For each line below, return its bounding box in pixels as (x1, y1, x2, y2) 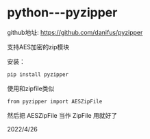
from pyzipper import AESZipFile (7, 98, 103, 105)
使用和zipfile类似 (7, 84, 55, 92)
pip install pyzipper (7, 71, 69, 78)
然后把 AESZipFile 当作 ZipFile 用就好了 (7, 111, 118, 119)
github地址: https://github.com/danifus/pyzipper (7, 28, 143, 36)
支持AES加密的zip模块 (7, 42, 70, 51)
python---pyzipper (7, 5, 118, 21)
